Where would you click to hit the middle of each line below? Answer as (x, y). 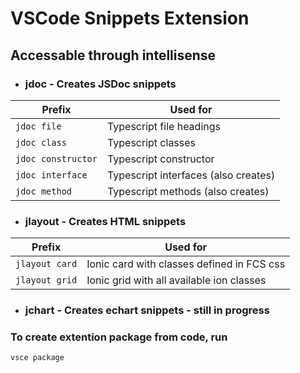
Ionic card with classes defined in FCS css (186, 264)
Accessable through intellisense (113, 55)
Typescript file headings (163, 126)
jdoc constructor (56, 158)
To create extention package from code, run (119, 337)
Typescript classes (151, 142)
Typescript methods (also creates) (188, 191)
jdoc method (44, 191)
